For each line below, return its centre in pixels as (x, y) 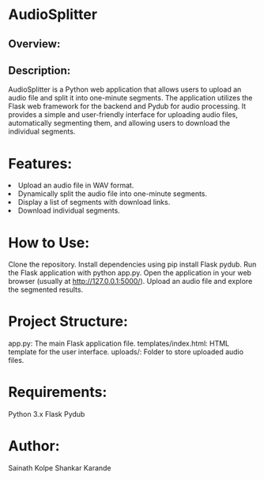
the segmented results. (46, 289)
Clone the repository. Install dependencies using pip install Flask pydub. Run (132, 265)
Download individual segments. (69, 210)
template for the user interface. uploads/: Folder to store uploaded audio (126, 352)
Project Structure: (68, 321)
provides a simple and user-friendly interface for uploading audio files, (123, 115)
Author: (34, 446)
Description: (40, 70)
